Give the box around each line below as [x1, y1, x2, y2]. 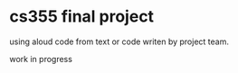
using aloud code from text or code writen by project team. [9, 36, 229, 47]
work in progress [9, 53, 72, 64]
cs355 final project [9, 6, 155, 27]
